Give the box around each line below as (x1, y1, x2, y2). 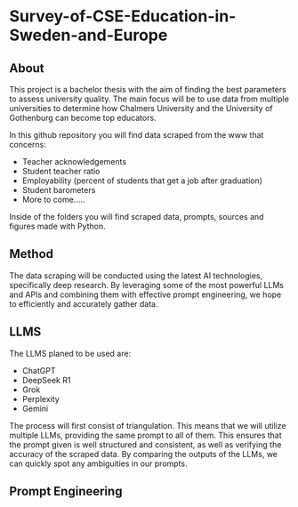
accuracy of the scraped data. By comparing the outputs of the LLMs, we (9, 448, 278, 459)
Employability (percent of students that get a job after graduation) (21, 175, 263, 186)
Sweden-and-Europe (9, 25, 168, 45)
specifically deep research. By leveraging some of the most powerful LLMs (9, 279, 285, 290)
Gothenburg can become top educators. (9, 113, 157, 123)
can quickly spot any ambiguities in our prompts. (9, 458, 188, 469)
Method (9, 246, 54, 262)
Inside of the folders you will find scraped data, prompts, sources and (9, 212, 264, 221)
